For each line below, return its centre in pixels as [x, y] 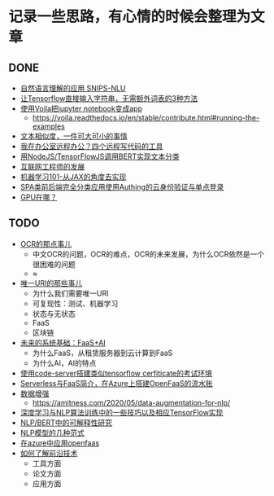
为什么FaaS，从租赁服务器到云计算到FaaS [102, 353]
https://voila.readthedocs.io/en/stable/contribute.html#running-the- [146, 118]
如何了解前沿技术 [49, 453]
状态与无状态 [54, 314]
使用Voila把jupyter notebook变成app [81, 108]
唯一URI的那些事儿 [51, 283]
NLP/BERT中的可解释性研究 [66, 422]
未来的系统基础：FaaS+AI [63, 342]
